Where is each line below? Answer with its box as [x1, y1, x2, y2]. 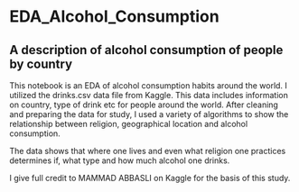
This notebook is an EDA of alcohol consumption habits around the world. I [9, 80, 287, 91]
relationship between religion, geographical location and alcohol [9, 119, 248, 129]
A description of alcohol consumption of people [9, 42, 284, 58]
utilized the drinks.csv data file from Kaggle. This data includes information [9, 90, 289, 100]
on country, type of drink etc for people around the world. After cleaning [9, 99, 278, 110]
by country [9, 56, 73, 71]
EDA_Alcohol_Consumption [9, 6, 220, 27]
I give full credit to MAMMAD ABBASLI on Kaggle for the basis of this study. [9, 173, 291, 183]
